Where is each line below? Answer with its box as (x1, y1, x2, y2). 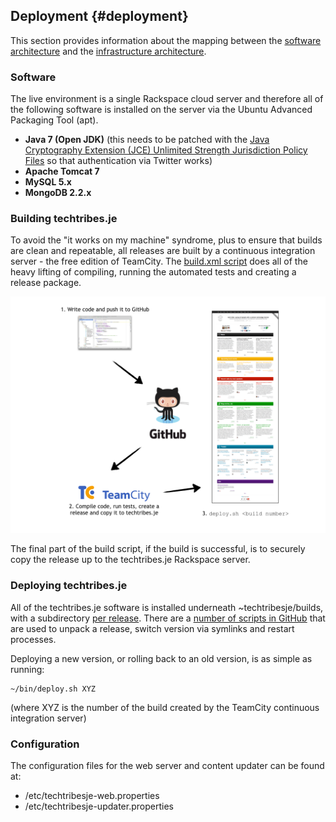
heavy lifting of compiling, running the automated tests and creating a (10, 266, 297, 278)
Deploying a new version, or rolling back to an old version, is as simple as (10, 652, 313, 664)
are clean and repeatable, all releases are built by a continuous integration (10, 245, 316, 257)
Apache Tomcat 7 (24, 165, 100, 178)
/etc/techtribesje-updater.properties (24, 800, 174, 812)
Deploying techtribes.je (10, 579, 128, 593)
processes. (10, 633, 57, 645)
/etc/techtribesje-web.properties (24, 790, 160, 801)
